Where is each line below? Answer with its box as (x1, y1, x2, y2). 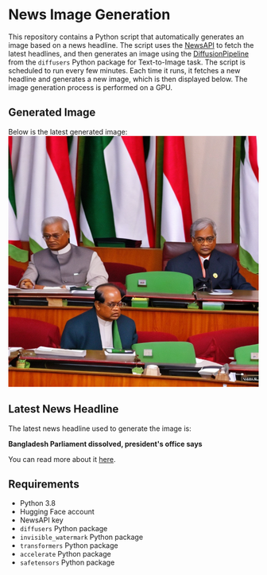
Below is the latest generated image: (8, 127, 128, 136)
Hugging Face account (19, 507, 95, 517)
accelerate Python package (19, 550, 111, 559)
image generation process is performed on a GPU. (8, 82, 173, 92)
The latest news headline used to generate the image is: (8, 424, 192, 433)
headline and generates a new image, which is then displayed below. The (8, 74, 248, 84)
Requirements (8, 477, 79, 491)
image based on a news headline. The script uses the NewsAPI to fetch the (8, 40, 254, 49)
